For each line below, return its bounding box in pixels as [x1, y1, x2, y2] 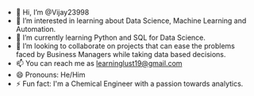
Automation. [15, 25, 56, 33]
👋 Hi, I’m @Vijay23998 [15, 8, 90, 17]
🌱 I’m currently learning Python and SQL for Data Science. [15, 33, 206, 42]
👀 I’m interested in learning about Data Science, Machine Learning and [15, 16, 247, 25]
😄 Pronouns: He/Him [15, 70, 86, 79]
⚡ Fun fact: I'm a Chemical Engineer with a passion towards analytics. [15, 79, 244, 88]
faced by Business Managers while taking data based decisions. [15, 50, 226, 59]
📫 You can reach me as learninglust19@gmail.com [15, 59, 183, 67]
